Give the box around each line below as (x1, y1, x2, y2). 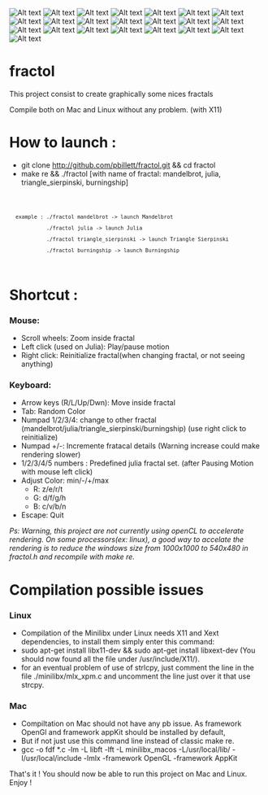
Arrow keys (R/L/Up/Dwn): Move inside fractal (20, 398, 175, 408)
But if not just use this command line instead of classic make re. (20, 736, 235, 746)
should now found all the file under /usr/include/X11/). (20, 653, 200, 663)
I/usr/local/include (20, 754, 82, 763)
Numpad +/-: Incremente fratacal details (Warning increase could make (20, 441, 261, 451)
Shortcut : (9, 286, 79, 304)
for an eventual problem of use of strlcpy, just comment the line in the (20, 662, 254, 672)
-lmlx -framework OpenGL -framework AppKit (83, 754, 238, 763)
